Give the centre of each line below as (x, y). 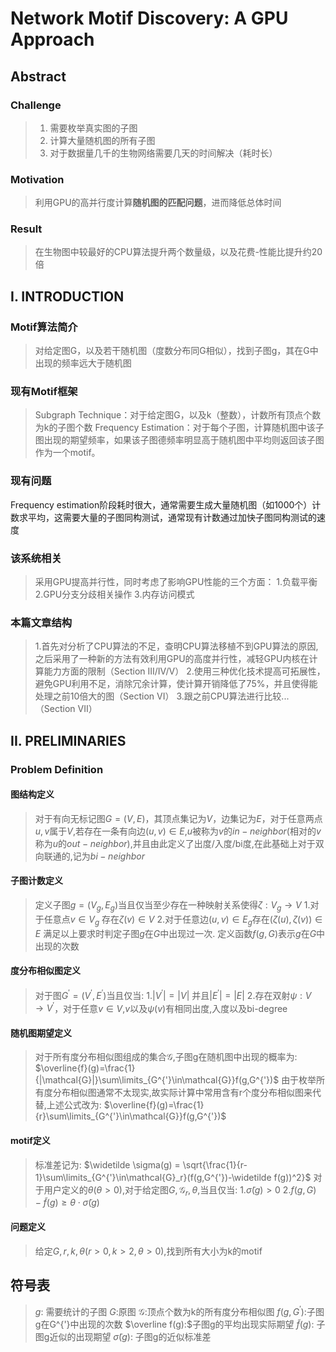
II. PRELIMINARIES (68, 740)
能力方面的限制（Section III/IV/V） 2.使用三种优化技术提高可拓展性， (184, 671)
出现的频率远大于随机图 (83, 363)
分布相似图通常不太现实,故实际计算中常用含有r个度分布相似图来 (182, 1093)
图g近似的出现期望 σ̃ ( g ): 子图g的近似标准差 (123, 1337)
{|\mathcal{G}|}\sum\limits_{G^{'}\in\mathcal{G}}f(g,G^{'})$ (157, 1080)
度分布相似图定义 (45, 971)
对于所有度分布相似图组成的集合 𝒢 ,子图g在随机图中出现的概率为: (166, 1057)
